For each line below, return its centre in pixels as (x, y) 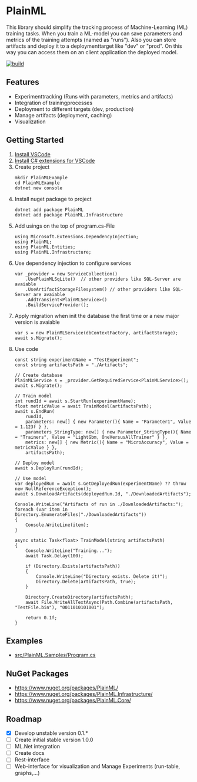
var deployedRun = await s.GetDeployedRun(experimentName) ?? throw (100, 484)
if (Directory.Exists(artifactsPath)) (73, 566)
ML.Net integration (37, 747)
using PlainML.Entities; (45, 247)
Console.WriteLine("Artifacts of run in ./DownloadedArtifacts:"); (99, 504)
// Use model (31, 478)
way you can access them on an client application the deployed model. (92, 52)
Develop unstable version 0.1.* (51, 733)
